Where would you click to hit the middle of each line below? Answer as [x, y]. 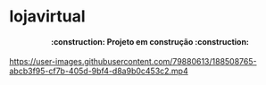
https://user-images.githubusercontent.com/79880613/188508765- [133, 62]
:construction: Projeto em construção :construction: [150, 41]
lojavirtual [47, 17]
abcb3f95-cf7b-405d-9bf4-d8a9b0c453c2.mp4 [99, 71]
